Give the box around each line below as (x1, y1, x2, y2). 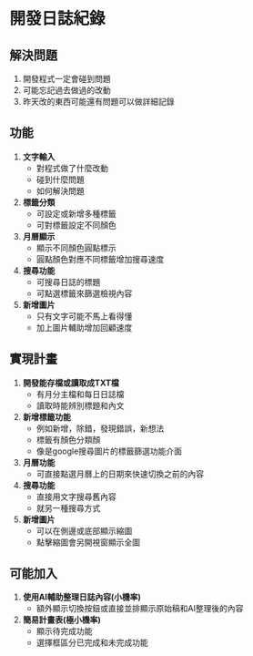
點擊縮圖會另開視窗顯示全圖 (35, 537, 141, 548)
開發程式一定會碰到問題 (22, 74, 111, 84)
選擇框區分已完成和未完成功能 (35, 637, 148, 648)
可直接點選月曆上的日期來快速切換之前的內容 (35, 468, 205, 479)
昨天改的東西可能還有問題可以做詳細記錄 (22, 97, 175, 107)
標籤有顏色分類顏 (35, 434, 101, 445)
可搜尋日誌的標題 (35, 276, 101, 287)
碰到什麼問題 (35, 174, 85, 185)
